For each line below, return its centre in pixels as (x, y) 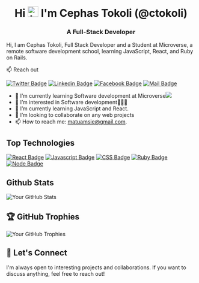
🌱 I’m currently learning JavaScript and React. (72, 109)
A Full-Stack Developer (101, 32)
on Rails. (17, 58)
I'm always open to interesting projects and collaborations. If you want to (96, 267)
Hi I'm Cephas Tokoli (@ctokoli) (101, 13)
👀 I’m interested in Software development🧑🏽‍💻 (71, 103)
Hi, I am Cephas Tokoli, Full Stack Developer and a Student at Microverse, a (99, 45)
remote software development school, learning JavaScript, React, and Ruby (100, 52)
